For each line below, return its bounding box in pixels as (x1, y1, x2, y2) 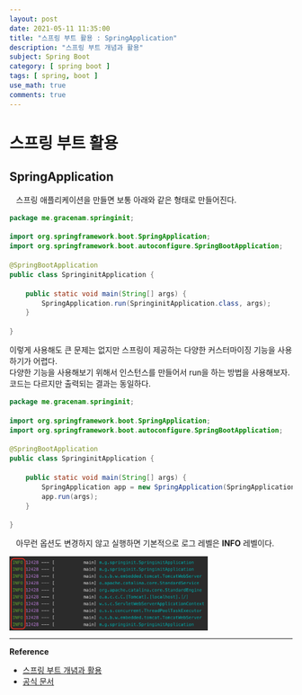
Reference (9, 646, 49, 657)
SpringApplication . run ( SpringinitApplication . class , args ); (41, 298, 271, 307)
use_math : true (9, 81, 67, 90)
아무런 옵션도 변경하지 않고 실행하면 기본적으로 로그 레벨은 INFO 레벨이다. (15, 538, 275, 548)
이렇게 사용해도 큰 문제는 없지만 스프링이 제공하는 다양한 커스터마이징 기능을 (9, 344, 276, 355)
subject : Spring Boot (9, 52, 91, 62)
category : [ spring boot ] (9, 62, 111, 71)
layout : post (9, 14, 58, 23)
